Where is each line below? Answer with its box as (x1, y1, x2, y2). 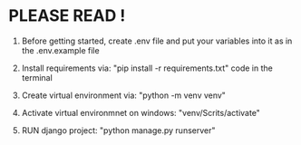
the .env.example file (21, 44, 101, 55)
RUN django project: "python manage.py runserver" (21, 124, 216, 136)
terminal (21, 72, 53, 82)
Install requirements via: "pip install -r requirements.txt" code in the (21, 63, 273, 73)
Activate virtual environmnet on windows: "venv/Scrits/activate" (21, 107, 260, 118)
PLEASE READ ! (8, 5, 126, 26)
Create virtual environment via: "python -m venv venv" (21, 90, 226, 101)
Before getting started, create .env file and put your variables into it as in (21, 35, 293, 46)
